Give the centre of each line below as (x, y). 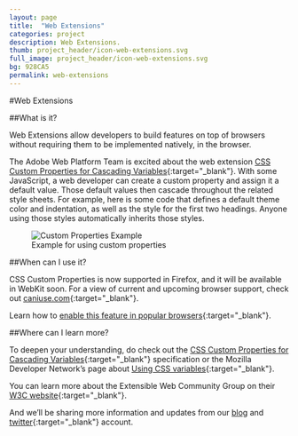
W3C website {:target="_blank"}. (68, 395)
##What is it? (33, 117)
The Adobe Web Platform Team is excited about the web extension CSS (140, 162)
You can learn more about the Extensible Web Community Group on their (142, 385)
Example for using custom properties (99, 244)
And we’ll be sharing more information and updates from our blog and (137, 412)
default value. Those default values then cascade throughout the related (141, 190)
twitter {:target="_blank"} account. (71, 422)
